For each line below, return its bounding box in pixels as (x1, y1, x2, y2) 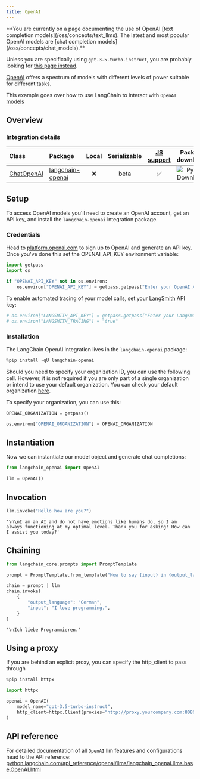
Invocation (6, 492, 46, 502)
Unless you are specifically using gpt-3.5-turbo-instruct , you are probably (6, 55, 192, 63)
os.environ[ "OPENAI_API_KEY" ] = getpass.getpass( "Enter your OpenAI (17, 284, 190, 290)
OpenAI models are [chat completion (6, 38, 96, 45)
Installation (6, 332, 40, 341)
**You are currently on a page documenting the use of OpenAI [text (6, 25, 174, 32)
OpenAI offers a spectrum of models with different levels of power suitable (6, 73, 189, 81)
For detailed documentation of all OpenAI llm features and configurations (6, 747, 183, 755)
